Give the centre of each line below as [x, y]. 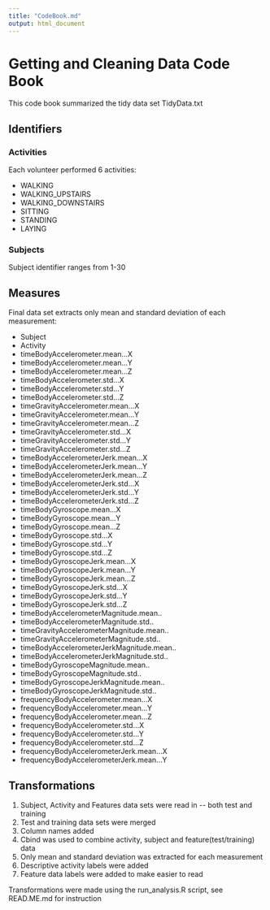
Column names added [57, 831]
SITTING [35, 211]
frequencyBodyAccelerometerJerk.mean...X [94, 752]
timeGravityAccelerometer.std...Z [76, 449]
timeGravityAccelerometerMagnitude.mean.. [94, 630]
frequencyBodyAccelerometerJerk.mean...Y [94, 760]
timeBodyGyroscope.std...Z [66, 552]
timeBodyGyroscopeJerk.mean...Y [78, 570]
